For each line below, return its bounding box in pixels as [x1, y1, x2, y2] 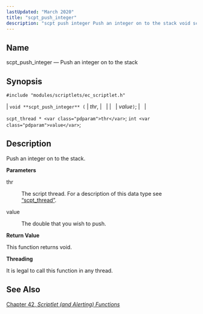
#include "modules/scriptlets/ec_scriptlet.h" [6, 92, 126, 98]
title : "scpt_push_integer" [6, 15, 77, 21]
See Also [6, 284, 40, 295]
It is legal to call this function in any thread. [6, 267, 113, 274]
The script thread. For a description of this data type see [21, 190, 162, 197]
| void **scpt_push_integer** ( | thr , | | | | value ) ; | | [6, 103, 147, 110]
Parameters [6, 166, 36, 173]
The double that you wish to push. [21, 219, 106, 227]
